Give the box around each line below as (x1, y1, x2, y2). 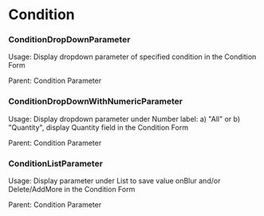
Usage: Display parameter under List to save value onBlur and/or (8, 176, 221, 186)
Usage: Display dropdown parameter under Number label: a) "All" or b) (8, 114, 241, 124)
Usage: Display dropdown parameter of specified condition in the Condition (8, 52, 257, 61)
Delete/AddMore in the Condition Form (8, 185, 136, 194)
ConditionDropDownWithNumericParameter (8, 96, 183, 107)
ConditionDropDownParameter (8, 34, 131, 45)
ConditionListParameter (8, 158, 104, 169)
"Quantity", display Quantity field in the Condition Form (8, 122, 189, 132)
